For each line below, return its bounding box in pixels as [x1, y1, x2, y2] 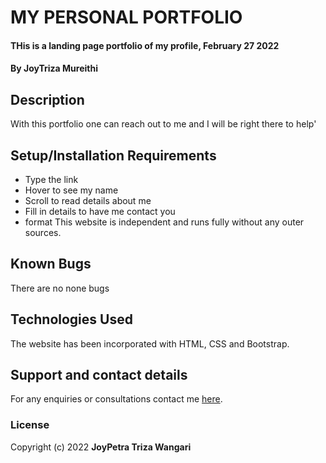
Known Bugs [10, 256, 92, 273]
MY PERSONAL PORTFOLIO [10, 6, 243, 29]
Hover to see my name [24, 184, 119, 196]
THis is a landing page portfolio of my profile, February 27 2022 [10, 39, 280, 51]
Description [10, 91, 85, 108]
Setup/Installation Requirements [10, 147, 217, 164]
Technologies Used [10, 311, 133, 328]
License [10, 418, 50, 432]
